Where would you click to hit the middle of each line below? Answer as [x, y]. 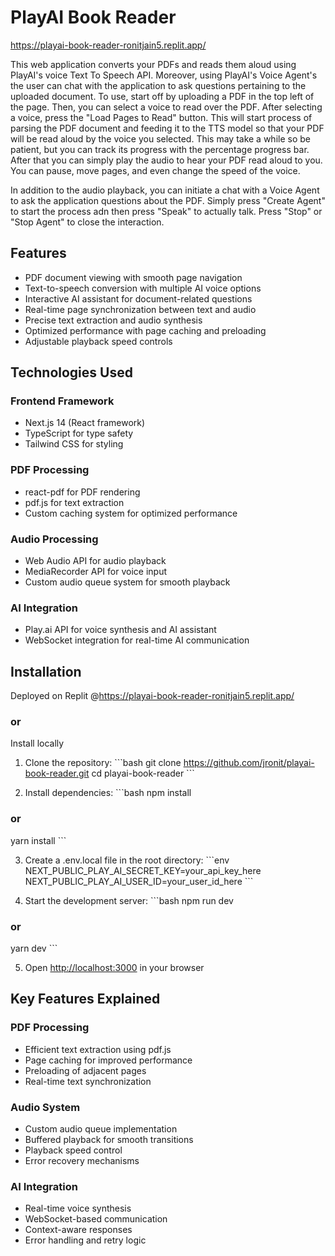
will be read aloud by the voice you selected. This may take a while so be [160, 138]
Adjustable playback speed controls [98, 341]
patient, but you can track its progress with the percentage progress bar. [160, 149]
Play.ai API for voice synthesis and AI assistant [120, 630]
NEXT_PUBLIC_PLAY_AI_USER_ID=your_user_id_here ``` [139, 881]
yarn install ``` [38, 840]
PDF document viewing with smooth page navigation [133, 277]
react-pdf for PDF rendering [82, 492]
